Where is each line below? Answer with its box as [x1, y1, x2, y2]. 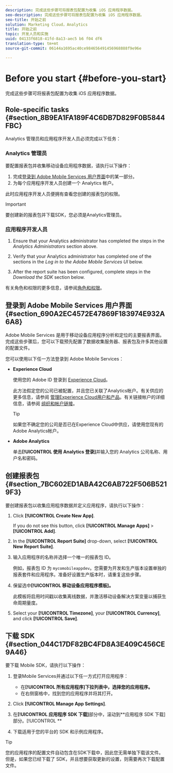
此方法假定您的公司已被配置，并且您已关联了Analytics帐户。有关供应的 [12, 387, 164, 393]
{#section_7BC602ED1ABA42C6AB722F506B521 [5, 480, 167, 489]
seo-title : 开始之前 [5, 17, 46, 22]
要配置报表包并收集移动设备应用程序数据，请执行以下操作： [5, 163, 132, 169]
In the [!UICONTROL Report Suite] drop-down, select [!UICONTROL [12, 538, 158, 544]
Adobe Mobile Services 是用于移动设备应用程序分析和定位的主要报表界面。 [5, 332, 165, 338]
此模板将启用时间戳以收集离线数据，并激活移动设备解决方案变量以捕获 [12, 593, 162, 599]
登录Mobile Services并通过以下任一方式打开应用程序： [12, 673, 129, 679]
